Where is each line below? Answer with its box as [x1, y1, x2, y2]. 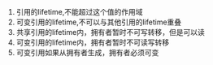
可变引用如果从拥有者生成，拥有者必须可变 [15, 48, 159, 57]
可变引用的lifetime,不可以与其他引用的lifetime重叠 [15, 17, 182, 27]
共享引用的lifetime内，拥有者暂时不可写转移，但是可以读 [15, 28, 205, 37]
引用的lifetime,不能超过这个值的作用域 [15, 7, 143, 16]
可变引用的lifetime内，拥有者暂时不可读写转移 [15, 37, 169, 47]
